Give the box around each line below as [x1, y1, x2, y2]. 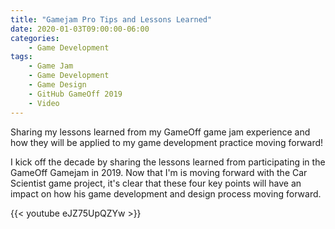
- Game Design [28, 80, 87, 90]
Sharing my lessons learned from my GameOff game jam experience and [10, 126, 311, 138]
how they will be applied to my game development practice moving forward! [10, 136, 324, 148]
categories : [10, 33, 60, 43]
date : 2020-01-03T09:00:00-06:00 [10, 24, 150, 34]
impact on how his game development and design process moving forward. [10, 187, 322, 200]
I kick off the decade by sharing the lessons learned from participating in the [10, 156, 326, 168]
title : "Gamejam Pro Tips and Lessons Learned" [10, 14, 213, 25]
